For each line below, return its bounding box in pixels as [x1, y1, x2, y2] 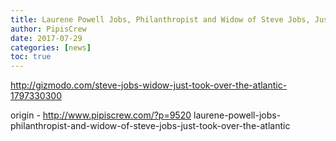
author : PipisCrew [10, 24, 87, 34]
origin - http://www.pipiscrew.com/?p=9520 [10, 109, 192, 121]
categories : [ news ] [10, 42, 92, 53]
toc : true [10, 52, 52, 62]
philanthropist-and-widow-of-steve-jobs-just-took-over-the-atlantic [10, 120, 291, 132]
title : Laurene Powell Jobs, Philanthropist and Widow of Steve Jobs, [10, 14, 311, 25]
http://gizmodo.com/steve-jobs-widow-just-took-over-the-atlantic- [10, 79, 288, 91]
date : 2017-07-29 [10, 33, 83, 43]
